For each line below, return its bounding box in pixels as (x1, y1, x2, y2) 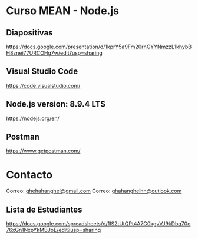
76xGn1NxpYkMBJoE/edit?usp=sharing (6, 227, 101, 234)
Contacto (6, 168, 53, 181)
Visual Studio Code (6, 67, 78, 77)
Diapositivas (6, 28, 53, 38)
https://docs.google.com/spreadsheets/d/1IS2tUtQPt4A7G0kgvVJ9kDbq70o (6, 220, 191, 227)
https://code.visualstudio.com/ (6, 82, 81, 89)
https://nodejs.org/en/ (6, 115, 60, 122)
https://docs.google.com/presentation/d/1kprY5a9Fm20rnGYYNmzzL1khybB (6, 43, 192, 50)
